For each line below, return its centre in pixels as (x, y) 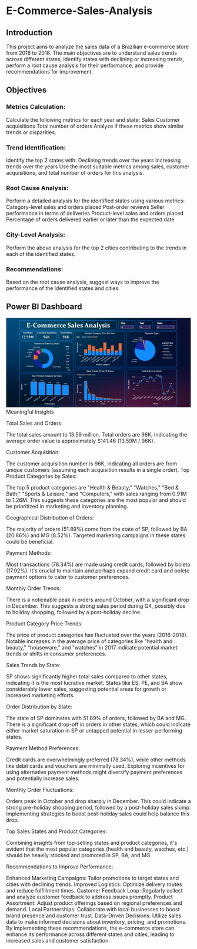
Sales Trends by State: (33, 665)
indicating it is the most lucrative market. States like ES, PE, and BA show (94, 682)
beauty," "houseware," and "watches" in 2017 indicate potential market (92, 647)
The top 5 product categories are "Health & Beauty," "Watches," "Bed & (93, 487)
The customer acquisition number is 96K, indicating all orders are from (92, 464)
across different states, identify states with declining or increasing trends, (95, 59)
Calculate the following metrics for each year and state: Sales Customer (93, 119)
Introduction (29, 33)
